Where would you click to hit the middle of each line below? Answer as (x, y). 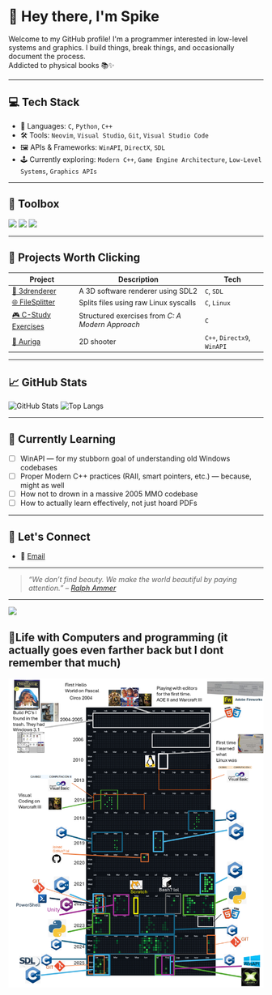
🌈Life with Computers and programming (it (118, 638)
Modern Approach (109, 325)
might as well (42, 486)
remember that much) (65, 663)
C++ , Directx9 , (228, 337)
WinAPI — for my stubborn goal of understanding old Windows (125, 458)
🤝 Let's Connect (49, 536)
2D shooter (98, 342)
